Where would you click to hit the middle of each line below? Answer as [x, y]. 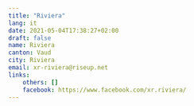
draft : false [30, 38]
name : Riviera [32, 45]
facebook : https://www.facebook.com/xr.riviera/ [105, 90]
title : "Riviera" [37, 16]
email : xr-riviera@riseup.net [58, 68]
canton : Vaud [30, 53]
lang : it [23, 23]
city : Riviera [32, 61]
